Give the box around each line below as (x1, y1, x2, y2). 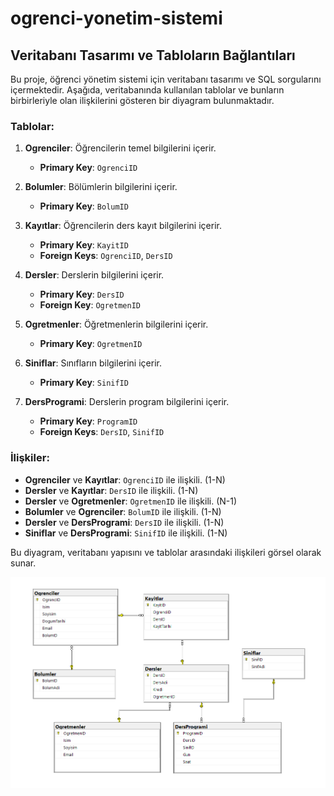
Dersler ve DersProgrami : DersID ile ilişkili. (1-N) (24, 516, 225, 528)
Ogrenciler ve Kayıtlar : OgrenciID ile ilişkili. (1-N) (24, 473, 226, 486)
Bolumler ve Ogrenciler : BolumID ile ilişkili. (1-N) (24, 505, 222, 517)
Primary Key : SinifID (39, 377, 129, 389)
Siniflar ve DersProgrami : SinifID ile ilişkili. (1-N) (24, 527, 228, 539)
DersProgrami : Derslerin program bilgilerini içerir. (24, 396, 230, 408)
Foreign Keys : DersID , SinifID (39, 426, 165, 438)
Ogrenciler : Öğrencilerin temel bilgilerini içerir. (24, 142, 217, 154)
